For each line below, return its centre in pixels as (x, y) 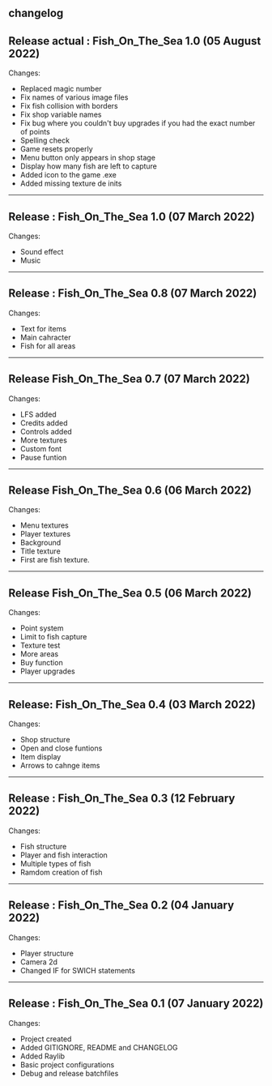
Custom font (41, 448)
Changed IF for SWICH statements (78, 970)
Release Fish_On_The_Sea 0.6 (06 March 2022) (130, 491)
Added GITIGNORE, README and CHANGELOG (99, 1047)
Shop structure (45, 740)
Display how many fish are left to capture (89, 166)
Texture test (40, 646)
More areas (39, 654)
